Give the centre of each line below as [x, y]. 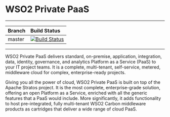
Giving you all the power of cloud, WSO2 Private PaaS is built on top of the [83, 82]
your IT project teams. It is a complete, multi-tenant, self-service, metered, [83, 67]
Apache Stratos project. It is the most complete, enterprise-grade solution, [83, 87]
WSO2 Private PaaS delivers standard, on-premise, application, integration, [83, 56]
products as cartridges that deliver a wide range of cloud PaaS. [71, 109]
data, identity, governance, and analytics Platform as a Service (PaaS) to [81, 62]
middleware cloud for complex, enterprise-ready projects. [66, 72]
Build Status [45, 30]
